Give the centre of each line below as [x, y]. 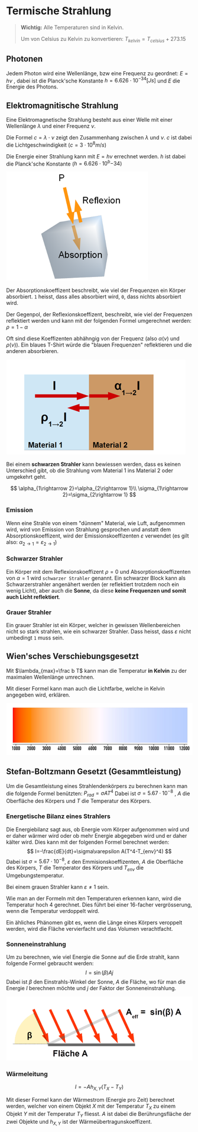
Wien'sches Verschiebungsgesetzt [72, 656]
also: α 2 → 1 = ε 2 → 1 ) [32, 543]
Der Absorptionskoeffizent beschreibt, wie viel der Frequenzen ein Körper [96, 290]
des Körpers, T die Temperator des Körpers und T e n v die [75, 869]
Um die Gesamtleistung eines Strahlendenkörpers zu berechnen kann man [97, 786]
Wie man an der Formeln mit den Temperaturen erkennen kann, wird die [94, 898]
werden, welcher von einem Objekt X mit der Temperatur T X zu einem [91, 1106]
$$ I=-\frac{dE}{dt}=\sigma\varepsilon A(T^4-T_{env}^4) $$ [99, 851]
